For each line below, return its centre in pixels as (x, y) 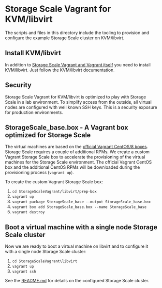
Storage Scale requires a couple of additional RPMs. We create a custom (77, 152)
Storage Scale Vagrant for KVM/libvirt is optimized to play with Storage (75, 97)
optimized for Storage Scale (48, 135)
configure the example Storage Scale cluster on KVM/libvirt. (65, 38)
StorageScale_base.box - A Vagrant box (66, 127)
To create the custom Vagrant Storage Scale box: (54, 182)
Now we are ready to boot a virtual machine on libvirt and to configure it (77, 246)
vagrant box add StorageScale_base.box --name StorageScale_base (79, 207)
